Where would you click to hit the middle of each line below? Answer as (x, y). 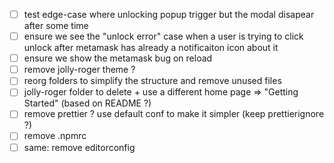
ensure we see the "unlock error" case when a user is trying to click (163, 36)
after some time (56, 26)
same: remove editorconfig (79, 147)
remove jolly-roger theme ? (79, 70)
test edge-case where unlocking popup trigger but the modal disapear (169, 14)
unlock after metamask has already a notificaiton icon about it (151, 48)
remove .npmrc (55, 136)
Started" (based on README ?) (87, 103)
